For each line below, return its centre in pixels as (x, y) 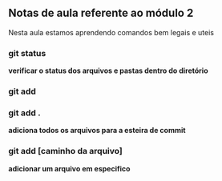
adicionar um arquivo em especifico (69, 168)
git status (27, 53)
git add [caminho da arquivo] (65, 151)
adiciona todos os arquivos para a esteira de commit (97, 131)
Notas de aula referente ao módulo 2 (101, 13)
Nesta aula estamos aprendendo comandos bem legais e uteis (111, 32)
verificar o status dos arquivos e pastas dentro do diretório (108, 70)
